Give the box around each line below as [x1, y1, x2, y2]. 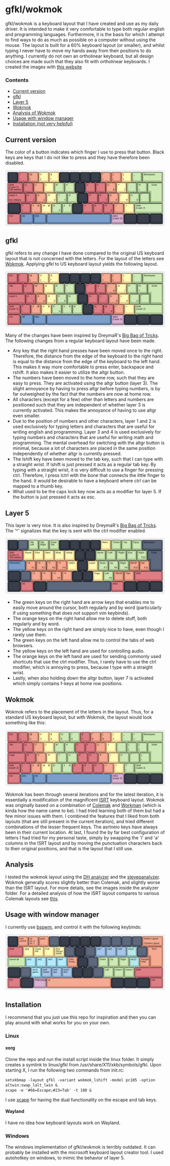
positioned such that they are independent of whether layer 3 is [12, 402, 146, 408]
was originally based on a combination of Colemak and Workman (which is [5, 802, 161, 808]
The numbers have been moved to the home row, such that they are [12, 375, 155, 381]
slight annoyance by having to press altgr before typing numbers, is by [12, 386, 161, 392]
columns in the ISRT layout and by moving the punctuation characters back [5, 840, 162, 846]
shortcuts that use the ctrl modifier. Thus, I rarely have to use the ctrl [12, 659, 156, 665]
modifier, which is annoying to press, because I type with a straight [12, 664, 153, 670]
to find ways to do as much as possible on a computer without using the [5, 37, 156, 43]
